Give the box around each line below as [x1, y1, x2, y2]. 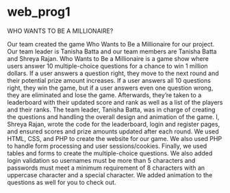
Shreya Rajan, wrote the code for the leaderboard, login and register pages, [7, 120, 220, 128]
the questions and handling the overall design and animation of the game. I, [7, 112, 220, 120]
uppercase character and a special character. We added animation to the [7, 170, 213, 179]
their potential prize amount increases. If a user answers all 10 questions [7, 76, 211, 84]
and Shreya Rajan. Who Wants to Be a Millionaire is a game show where [7, 54, 209, 62]
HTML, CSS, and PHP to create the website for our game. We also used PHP [7, 134, 222, 142]
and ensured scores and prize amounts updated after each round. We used [7, 127, 219, 136]
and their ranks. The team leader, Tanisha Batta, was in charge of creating [7, 105, 216, 114]
